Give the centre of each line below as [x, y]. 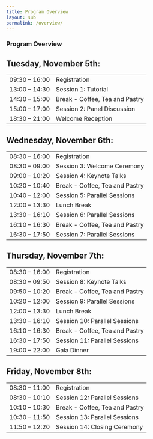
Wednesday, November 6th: [60, 140]
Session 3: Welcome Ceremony [100, 166]
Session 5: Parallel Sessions [95, 195]
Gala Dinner [72, 350]
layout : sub [21, 17]
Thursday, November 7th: [55, 256]
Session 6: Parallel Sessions [95, 215]
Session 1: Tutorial [82, 90]
